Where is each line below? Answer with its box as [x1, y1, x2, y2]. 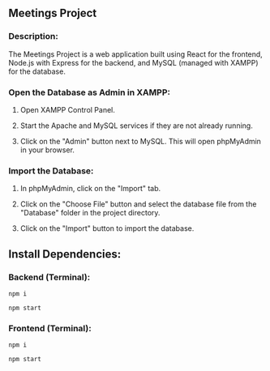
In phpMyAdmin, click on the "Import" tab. [19, 184, 161, 194]
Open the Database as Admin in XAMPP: [8, 87, 170, 98]
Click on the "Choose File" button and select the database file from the [19, 199, 257, 209]
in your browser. [19, 145, 75, 155]
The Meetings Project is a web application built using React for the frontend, [8, 49, 264, 59]
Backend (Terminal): [8, 271, 91, 283]
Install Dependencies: [8, 247, 122, 261]
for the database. [8, 66, 66, 76]
